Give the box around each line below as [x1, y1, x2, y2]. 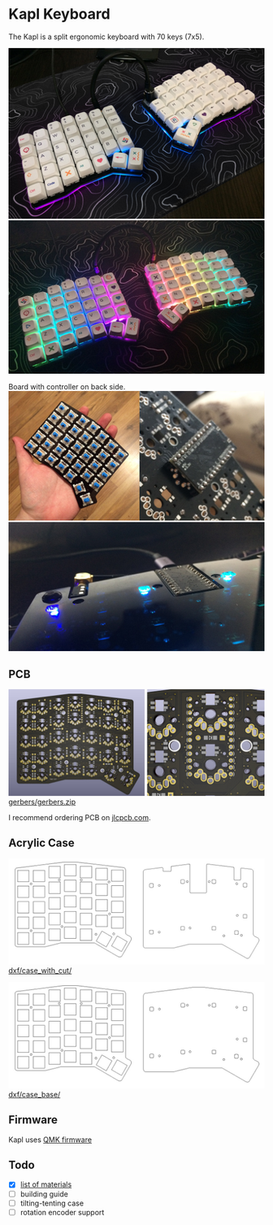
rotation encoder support [19, 1207, 105, 1217]
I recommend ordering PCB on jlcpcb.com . [8, 812, 152, 822]
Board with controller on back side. [8, 382, 126, 392]
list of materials [19, 1179, 72, 1189]
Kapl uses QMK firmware [8, 1135, 92, 1145]
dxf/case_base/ [8, 1089, 61, 1099]
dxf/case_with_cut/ [8, 966, 72, 975]
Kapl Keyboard [8, 5, 111, 24]
